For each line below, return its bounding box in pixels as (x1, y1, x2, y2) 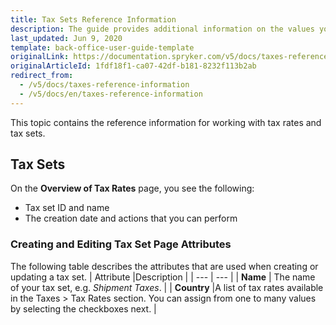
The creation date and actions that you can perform (24, 212, 238, 225)
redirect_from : (10, 71, 74, 81)
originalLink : (10, 52, 70, 62)
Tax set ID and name (24, 202, 110, 214)
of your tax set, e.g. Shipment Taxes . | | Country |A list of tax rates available (10, 281, 324, 293)
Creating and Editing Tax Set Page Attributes (10, 237, 232, 251)
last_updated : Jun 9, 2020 (10, 33, 123, 43)
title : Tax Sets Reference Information (10, 14, 177, 25)
